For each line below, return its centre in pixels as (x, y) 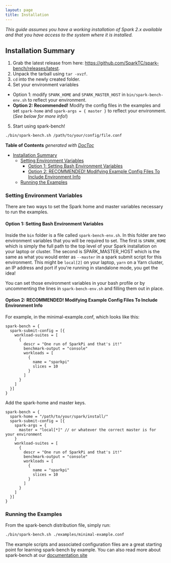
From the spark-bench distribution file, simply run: (58, 525)
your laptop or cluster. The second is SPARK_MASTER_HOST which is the (82, 251)
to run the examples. (27, 212)
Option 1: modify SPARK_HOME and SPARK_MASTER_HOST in (69, 94)
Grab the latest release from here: (48, 63)
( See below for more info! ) (40, 116)
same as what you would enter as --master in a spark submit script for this (83, 257)
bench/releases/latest (35, 68)
